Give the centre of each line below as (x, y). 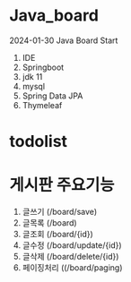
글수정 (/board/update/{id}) (72, 245)
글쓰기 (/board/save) (60, 212)
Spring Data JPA (52, 96)
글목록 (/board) (50, 223)
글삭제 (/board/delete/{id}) (70, 257)
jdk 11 (32, 76)
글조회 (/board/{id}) (58, 235)
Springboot (43, 67)
